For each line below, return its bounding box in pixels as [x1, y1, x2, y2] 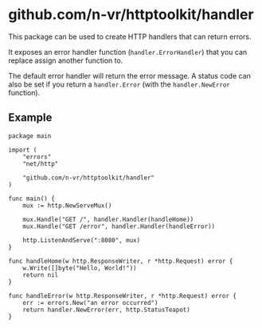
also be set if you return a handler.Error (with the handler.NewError [8, 79, 231, 89]
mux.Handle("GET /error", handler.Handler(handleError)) [22, 222, 216, 230]
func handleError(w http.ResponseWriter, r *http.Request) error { [8, 291, 237, 299]
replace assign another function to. [8, 56, 123, 65]
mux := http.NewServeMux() [22, 201, 112, 210]
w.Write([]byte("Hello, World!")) [22, 264, 137, 272]
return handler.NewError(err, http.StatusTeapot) [22, 306, 191, 314]
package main [8, 132, 52, 140]
